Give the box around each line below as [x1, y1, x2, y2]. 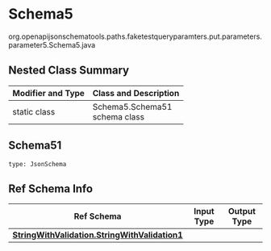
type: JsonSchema [8, 160, 67, 168]
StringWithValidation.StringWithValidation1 [12, 229, 183, 241]
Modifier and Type [12, 87, 85, 98]
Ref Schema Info [8, 182, 94, 195]
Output [228, 206, 256, 217]
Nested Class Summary [8, 64, 130, 77]
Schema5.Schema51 [92, 101, 173, 112]
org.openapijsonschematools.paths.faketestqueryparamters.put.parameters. [8, 31, 262, 41]
